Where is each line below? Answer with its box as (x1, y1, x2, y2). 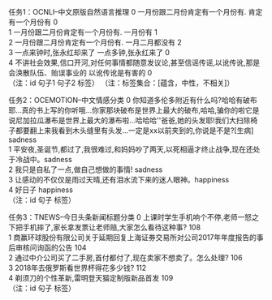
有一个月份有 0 (8, 17, 58, 27)
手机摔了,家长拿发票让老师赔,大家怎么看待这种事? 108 (22, 222, 201, 232)
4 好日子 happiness (8, 185, 73, 195)
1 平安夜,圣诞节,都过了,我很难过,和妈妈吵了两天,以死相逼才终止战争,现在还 (8, 144, 253, 154)
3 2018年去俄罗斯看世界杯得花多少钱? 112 (8, 263, 147, 272)
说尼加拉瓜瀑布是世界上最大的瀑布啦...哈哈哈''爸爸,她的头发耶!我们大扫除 (8, 116, 251, 125)
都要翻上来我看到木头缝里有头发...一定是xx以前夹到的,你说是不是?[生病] (15, 126, 254, 135)
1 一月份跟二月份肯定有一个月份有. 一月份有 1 (8, 28, 158, 36)
